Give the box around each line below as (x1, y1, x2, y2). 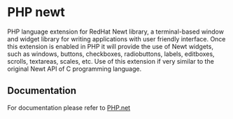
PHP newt (7, 4, 65, 20)
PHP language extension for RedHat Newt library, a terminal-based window (7, 27, 224, 36)
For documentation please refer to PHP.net (7, 103, 131, 112)
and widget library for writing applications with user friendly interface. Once (7, 34, 226, 43)
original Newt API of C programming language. (7, 64, 142, 73)
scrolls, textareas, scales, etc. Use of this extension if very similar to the (7, 57, 215, 65)
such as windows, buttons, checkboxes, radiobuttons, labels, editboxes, (7, 50, 215, 58)
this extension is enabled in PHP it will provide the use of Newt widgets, (7, 42, 213, 50)
